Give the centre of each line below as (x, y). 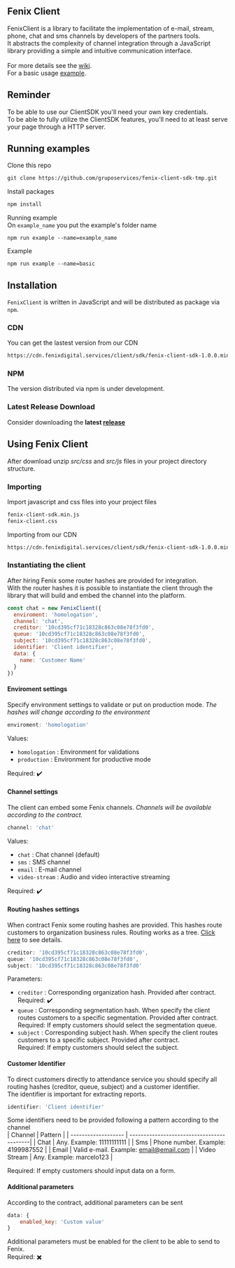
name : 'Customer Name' (53, 660)
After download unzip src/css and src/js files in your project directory (107, 461)
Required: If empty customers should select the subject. (98, 1048)
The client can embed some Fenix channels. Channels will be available (109, 807)
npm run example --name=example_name (62, 238)
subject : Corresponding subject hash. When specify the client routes (117, 1033)
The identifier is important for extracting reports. (77, 1094)
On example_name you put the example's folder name (82, 225)
